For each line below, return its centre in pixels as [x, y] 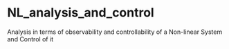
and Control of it [30, 39]
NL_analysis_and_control [81, 13]
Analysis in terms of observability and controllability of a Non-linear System [115, 32]
